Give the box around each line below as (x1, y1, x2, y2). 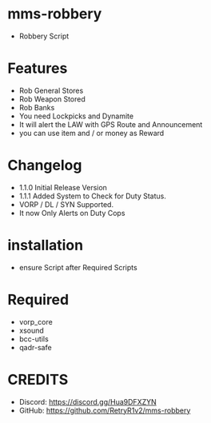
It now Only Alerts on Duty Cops (18, 208, 125, 217)
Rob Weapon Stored (18, 94, 86, 104)
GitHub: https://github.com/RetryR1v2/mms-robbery (18, 405, 191, 415)
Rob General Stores (18, 86, 84, 95)
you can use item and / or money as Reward (18, 128, 165, 138)
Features (7, 59, 68, 78)
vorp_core (18, 317, 53, 326)
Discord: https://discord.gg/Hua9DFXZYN (18, 397, 157, 406)
